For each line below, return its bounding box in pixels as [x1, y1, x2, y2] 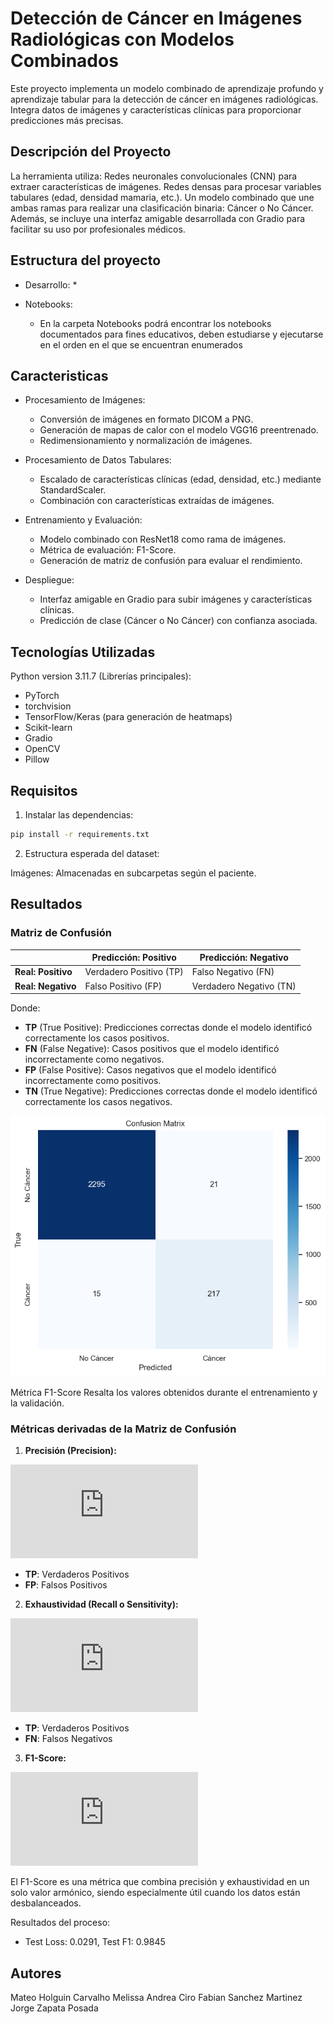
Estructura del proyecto [10, 252, 162, 269]
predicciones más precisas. [10, 114, 124, 126]
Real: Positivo [14, 966, 73, 978]
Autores [10, 1965, 62, 1982]
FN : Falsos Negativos [24, 1733, 113, 1745]
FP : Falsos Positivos [24, 1579, 108, 1591]
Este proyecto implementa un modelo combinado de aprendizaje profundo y [10, 82, 324, 94]
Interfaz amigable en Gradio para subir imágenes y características [39, 593, 313, 606]
